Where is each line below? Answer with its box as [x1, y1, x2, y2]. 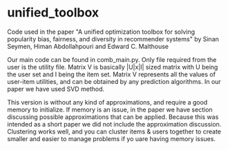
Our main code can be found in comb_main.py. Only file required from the [7, 55, 217, 63]
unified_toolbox [7, 5, 99, 21]
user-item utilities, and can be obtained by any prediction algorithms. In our [7, 77, 221, 85]
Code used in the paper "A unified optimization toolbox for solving [7, 28, 196, 36]
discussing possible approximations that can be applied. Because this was [7, 112, 219, 121]
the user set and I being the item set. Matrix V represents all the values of [7, 70, 216, 78]
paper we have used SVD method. [7, 85, 105, 93]
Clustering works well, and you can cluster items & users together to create [7, 127, 221, 136]
